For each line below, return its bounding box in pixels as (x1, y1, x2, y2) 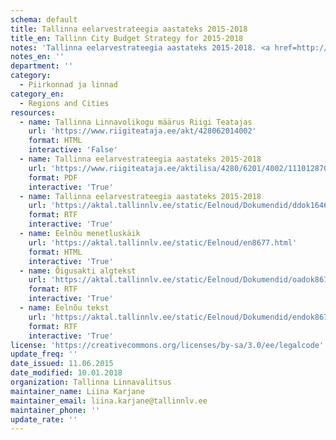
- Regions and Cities (19, 98, 110, 108)
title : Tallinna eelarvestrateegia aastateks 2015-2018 (10, 24, 248, 34)
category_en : (10, 89, 65, 99)
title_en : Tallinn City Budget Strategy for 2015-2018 (10, 33, 244, 43)
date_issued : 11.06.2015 (10, 359, 114, 369)
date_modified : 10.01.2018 (10, 368, 123, 378)
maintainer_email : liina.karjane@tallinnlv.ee (10, 396, 208, 406)
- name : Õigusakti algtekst (19, 266, 137, 276)
